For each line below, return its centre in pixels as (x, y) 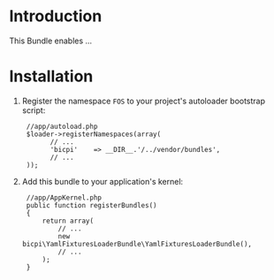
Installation (51, 76)
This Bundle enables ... (51, 41)
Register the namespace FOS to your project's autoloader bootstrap (144, 101)
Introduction (56, 16)
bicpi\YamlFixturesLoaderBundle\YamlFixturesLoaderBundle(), (137, 244)
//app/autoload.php (62, 126)
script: (34, 110)
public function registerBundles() (91, 205)
